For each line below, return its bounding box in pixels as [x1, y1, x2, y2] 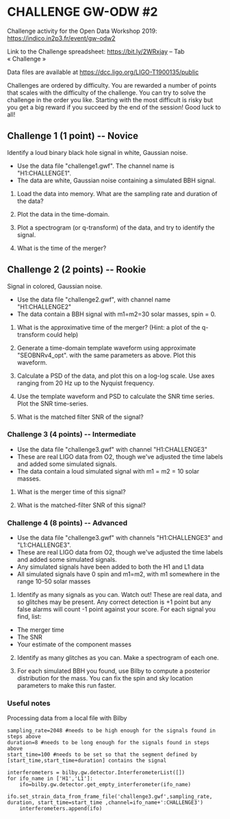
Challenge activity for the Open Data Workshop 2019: [7, 27, 157, 35]
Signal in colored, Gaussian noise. [7, 282, 103, 290]
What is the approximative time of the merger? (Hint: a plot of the [16, 323, 201, 331]
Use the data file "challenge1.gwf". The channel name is [16, 162, 175, 170]
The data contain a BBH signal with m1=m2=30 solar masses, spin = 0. [16, 310, 216, 318]
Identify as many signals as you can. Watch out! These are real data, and [16, 591, 222, 599]
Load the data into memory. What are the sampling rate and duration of [16, 189, 218, 197]
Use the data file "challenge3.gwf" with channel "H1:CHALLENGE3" [16, 445, 207, 453]
